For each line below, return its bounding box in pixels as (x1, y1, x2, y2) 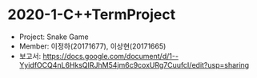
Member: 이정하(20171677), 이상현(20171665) (18, 41, 167, 51)
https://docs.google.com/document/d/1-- (42, 51, 179, 60)
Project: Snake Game (18, 32, 89, 41)
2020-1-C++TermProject (7, 6, 176, 24)
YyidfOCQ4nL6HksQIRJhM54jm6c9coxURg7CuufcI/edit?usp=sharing (18, 60, 250, 69)
